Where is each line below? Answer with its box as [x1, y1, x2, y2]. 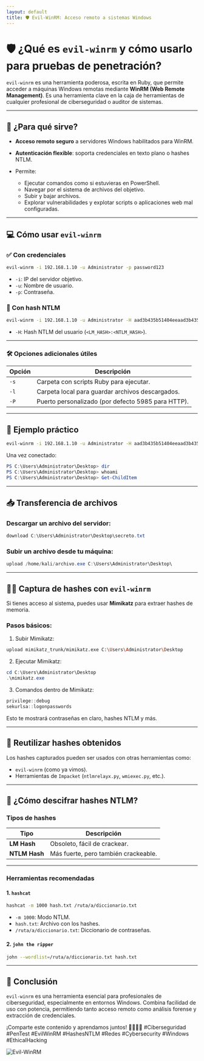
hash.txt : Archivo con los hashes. [15, 920, 100, 927]
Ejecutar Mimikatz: [15, 658, 62, 665]
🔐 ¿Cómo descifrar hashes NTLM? [6, 796, 138, 806]
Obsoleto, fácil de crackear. [50, 839, 129, 848]
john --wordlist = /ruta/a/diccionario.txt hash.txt [6, 954, 137, 960]
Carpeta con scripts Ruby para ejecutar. [36, 378, 151, 386]
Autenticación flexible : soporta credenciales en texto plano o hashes [15, 149, 189, 157]
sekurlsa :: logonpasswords [6, 703, 72, 709]
